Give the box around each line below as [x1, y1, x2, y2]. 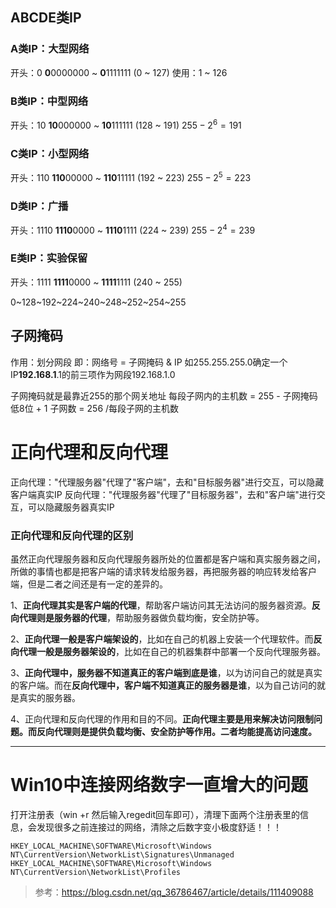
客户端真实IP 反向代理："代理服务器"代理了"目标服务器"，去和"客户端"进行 [10, 488, 317, 500]
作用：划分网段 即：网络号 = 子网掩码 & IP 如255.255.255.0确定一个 [10, 356, 288, 368]
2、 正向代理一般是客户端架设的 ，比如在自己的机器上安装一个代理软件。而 [10, 633, 314, 645]
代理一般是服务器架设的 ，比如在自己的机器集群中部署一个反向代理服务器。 [18, 645, 326, 657]
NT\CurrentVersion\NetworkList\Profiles [10, 867, 182, 877]
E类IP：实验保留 [10, 251, 88, 265]
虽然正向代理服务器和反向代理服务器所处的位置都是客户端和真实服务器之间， [10, 553, 326, 565]
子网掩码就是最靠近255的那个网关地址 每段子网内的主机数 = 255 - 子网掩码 [10, 389, 318, 402]
